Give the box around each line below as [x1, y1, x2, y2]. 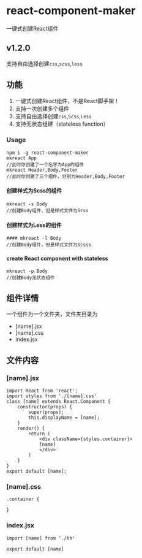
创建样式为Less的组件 [6, 221, 62, 229]
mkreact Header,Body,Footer [6, 167, 78, 173]
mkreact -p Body [6, 268, 48, 275]
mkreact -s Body [6, 201, 48, 207]
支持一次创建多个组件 [15, 105, 69, 112]
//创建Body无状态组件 [6, 275, 55, 281]
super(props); [28, 409, 64, 415]
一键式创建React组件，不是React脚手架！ [15, 97, 119, 104]
